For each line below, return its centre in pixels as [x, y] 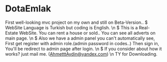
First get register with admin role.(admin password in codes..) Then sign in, [82, 43]
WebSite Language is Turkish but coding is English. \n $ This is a [72, 27]
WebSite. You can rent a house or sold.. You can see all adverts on [87, 33]
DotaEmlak [28, 9]
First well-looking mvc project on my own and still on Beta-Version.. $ [77, 22]
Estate [12, 33]
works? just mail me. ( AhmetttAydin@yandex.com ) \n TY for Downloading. [82, 54]
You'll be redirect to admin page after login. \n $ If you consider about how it [83, 49]
